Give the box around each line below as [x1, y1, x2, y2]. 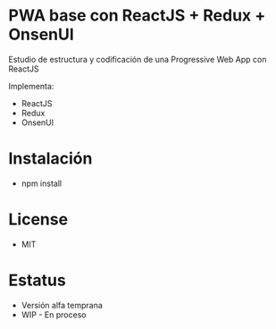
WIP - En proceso [21, 309, 87, 320]
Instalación [8, 148, 93, 169]
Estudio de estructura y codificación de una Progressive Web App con [8, 54, 267, 64]
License [8, 209, 69, 230]
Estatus [8, 270, 66, 291]
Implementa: [8, 80, 54, 91]
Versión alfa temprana [21, 299, 104, 310]
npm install [21, 178, 63, 189]
